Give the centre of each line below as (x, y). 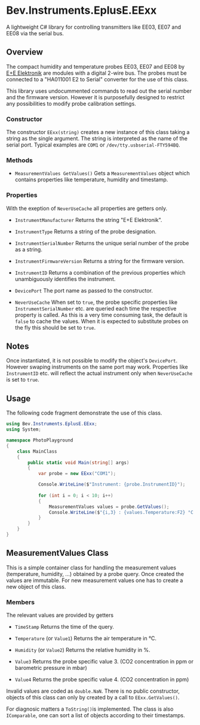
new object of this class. (36, 586)
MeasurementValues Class (57, 553)
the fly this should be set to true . (55, 327)
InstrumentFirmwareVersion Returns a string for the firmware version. (100, 261)
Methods (19, 160)
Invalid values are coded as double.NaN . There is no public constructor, (93, 691)
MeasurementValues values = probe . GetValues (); (109, 507)
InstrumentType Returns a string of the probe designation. (86, 231)
